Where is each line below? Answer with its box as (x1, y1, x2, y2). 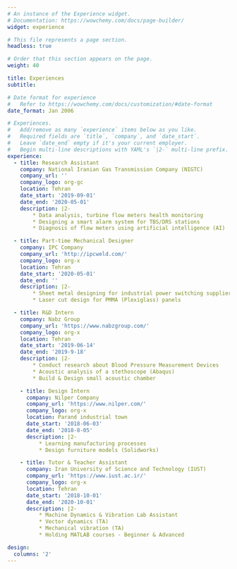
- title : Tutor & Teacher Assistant (20, 459, 128, 466)
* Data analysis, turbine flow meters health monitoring (32, 212, 203, 219)
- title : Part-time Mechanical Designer (13, 238, 134, 245)
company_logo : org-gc (20, 179, 83, 186)
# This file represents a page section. (7, 36, 128, 43)
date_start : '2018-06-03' (25, 420, 102, 427)
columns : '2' (13, 551, 52, 558)
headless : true (7, 43, 52, 50)
